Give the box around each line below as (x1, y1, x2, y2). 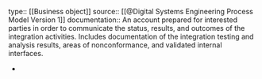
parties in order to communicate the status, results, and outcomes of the (8, 24, 245, 32)
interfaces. (8, 49, 44, 58)
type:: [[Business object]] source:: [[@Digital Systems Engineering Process (8, 7, 254, 16)
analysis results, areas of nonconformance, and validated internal (8, 40, 222, 50)
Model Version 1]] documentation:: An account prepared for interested (8, 15, 238, 24)
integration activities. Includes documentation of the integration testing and (8, 32, 254, 41)
